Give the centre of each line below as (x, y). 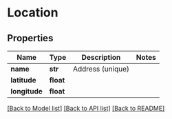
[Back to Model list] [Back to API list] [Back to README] (86, 108)
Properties (30, 38)
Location (33, 13)
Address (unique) (101, 69)
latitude (23, 80)
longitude (26, 91)
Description (101, 57)
